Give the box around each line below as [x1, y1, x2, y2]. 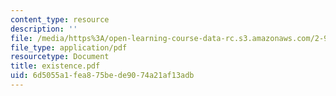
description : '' [10, 24, 78, 34]
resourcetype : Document [10, 52, 110, 62]
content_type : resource [10, 14, 110, 25]
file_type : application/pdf [10, 42, 128, 53]
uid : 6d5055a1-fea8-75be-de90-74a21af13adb [10, 71, 195, 81]
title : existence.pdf [10, 61, 101, 71]
